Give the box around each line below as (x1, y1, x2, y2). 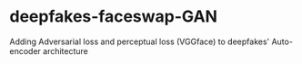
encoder (9, 45, 41, 56)
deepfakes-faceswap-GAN (9, 6, 218, 27)
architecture (42, 45, 88, 56)
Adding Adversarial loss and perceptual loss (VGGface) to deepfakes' (9, 36, 270, 47)
